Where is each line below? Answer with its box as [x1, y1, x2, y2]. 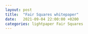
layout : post [5, 7, 32, 12]
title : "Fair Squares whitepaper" [5, 12, 79, 17]
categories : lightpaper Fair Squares [5, 21, 84, 26]
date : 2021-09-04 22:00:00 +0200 [5, 16, 79, 21]
